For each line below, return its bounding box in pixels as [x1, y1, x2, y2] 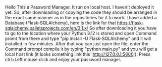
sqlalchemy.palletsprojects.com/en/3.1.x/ [5, 25, 88, 31]
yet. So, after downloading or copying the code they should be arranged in [5, 9, 158, 15]
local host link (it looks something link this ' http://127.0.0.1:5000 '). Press [5, 51, 151, 57]
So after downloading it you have [89, 25, 157, 31]
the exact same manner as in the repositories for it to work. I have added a [5, 15, 157, 20]
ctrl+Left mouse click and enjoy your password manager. [5, 57, 121, 62]
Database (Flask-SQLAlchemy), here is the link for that [5, 20, 116, 26]
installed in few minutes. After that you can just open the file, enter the [5, 41, 149, 46]
